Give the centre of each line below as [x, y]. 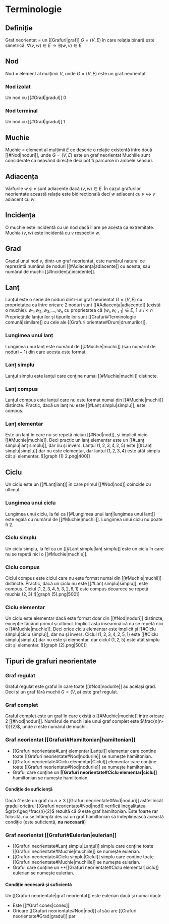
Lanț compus [22, 389]
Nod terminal [21, 111]
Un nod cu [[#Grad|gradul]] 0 [36, 98]
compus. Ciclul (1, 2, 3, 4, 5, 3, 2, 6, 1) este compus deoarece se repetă [77, 589]
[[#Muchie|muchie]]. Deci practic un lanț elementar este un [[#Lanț [75, 440]
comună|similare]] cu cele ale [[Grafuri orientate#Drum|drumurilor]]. [76, 322]
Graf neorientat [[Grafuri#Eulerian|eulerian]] [61, 835]
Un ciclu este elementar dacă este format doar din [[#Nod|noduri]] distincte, [84, 618]
